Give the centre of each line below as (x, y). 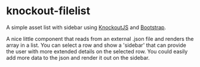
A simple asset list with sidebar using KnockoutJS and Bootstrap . (86, 27)
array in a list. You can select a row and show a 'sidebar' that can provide (96, 45)
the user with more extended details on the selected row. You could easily (97, 51)
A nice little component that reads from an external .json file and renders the (100, 39)
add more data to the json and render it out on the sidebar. (78, 58)
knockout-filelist (48, 11)
